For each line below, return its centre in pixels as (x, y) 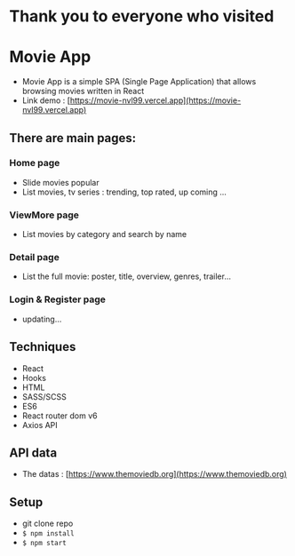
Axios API (40, 425)
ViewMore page (44, 215)
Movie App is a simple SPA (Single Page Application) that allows (139, 82)
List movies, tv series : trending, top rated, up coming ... (124, 192)
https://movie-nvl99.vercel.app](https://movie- (155, 100)
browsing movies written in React (83, 91)
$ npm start (44, 544)
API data (33, 453)
